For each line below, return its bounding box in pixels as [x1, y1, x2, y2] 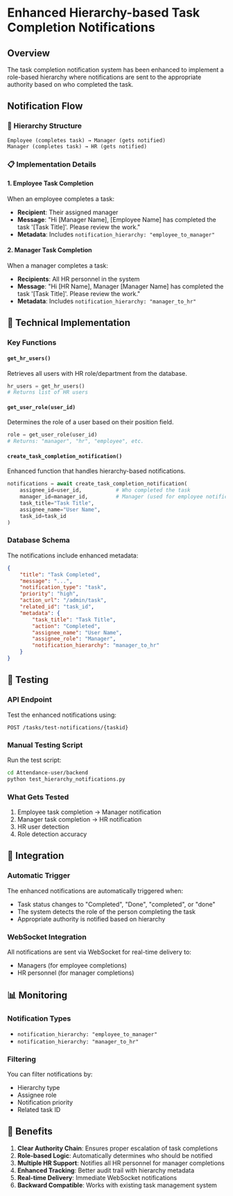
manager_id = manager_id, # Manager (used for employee [19, 494, 203, 501]
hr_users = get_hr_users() [7, 383, 85, 390]
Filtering [7, 1054, 36, 1064]
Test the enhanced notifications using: [7, 711, 116, 719]
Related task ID [17, 1105, 61, 1113]
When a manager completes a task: [7, 261, 109, 270]
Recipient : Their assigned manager [17, 208, 119, 216]
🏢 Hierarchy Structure [7, 121, 82, 131]
